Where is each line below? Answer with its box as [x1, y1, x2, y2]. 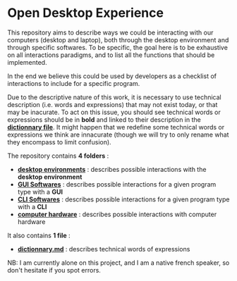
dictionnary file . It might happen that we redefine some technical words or [7, 123, 224, 131]
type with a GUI [17, 187, 63, 196]
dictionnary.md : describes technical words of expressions [17, 244, 190, 253]
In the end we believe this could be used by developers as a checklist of [7, 72, 217, 80]
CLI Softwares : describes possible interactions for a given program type [17, 195, 230, 204]
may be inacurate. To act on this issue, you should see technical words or [7, 108, 221, 116]
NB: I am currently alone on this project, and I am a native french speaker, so [7, 258, 230, 267]
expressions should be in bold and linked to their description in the [7, 115, 201, 124]
